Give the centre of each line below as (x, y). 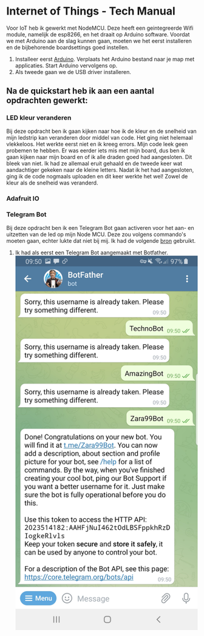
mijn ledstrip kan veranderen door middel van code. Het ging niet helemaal (100, 137)
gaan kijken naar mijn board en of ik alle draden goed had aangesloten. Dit (99, 157)
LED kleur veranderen (39, 118)
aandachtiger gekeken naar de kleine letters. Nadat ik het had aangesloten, (100, 170)
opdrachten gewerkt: (47, 100)
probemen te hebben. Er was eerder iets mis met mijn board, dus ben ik (96, 151)
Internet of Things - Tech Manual (91, 11)
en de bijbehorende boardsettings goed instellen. (68, 47)
